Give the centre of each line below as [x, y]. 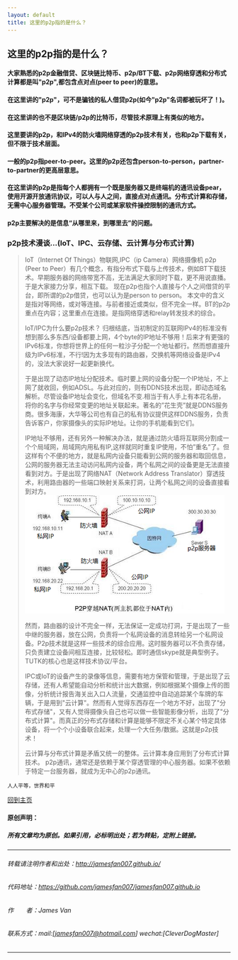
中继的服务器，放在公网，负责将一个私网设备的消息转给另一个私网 [121, 634]
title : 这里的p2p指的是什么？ [47, 22]
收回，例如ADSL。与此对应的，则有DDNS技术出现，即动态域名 [135, 387]
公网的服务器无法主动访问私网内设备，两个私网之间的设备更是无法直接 [127, 465]
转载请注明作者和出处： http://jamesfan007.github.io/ [84, 864]
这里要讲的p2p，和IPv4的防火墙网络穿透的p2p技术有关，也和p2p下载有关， [119, 135]
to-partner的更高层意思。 [45, 170]
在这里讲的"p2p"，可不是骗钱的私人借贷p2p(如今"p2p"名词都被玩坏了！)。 [118, 100]
